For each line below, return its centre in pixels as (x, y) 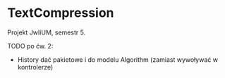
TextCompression (61, 13)
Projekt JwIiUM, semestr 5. (47, 32)
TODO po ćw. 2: (30, 46)
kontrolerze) (35, 67)
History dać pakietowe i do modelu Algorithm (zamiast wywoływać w (118, 59)
